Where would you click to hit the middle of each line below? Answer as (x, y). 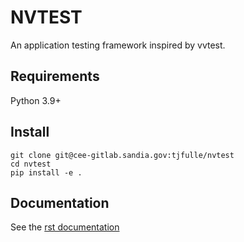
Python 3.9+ (36, 100)
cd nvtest (31, 164)
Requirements (55, 76)
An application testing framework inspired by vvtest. (118, 45)
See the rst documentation (65, 227)
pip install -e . (46, 172)
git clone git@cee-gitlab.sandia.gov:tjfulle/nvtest (122, 155)
